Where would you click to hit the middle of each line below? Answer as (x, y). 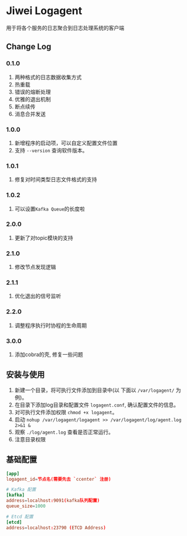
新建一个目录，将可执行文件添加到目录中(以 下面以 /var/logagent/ (94, 390)
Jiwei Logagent (44, 11)
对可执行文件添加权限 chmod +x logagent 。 (66, 412)
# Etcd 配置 (20, 517)
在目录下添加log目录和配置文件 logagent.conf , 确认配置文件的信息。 (97, 405)
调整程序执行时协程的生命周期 (50, 325)
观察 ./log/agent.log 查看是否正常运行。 (64, 432)
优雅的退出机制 (33, 99)
